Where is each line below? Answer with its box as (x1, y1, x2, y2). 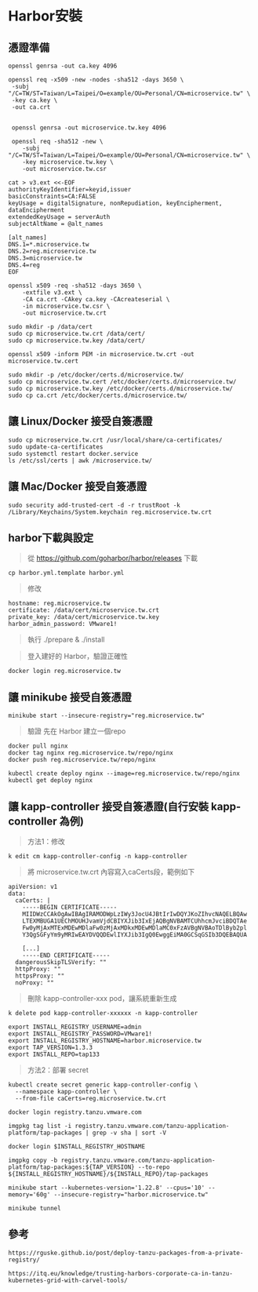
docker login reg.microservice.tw (8, 668, 122, 675)
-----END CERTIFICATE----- (22, 952, 111, 959)
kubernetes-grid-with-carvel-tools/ (8, 1276, 128, 1284)
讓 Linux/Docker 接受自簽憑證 (8, 415, 153, 428)
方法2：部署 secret (27, 1065, 89, 1075)
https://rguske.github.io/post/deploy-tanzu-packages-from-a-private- (8, 1249, 244, 1257)
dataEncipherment (8, 206, 65, 214)
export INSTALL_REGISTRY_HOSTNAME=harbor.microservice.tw (8, 1037, 202, 1045)
